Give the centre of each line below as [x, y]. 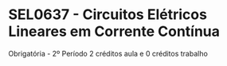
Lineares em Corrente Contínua [114, 31]
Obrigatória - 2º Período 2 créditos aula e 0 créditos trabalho [108, 53]
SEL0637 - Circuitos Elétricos [108, 15]
